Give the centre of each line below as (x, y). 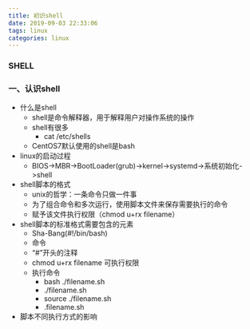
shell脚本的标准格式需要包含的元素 (77, 224)
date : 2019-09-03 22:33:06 (53, 23)
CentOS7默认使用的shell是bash (83, 146)
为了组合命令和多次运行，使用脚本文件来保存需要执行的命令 (130, 204)
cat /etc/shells (67, 137)
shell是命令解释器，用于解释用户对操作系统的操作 (113, 117)
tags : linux (28, 30)
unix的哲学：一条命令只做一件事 (84, 194)
